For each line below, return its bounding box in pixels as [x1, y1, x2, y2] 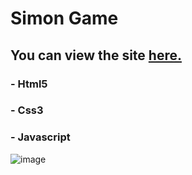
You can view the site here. [10, 47, 182, 64]
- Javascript [10, 130, 71, 144]
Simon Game [10, 7, 119, 30]
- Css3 [10, 103, 44, 117]
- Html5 [10, 77, 48, 91]
